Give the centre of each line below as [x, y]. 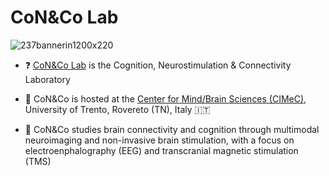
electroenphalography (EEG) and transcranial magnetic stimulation [161, 150]
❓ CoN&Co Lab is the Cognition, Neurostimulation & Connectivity [158, 65]
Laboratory [47, 79]
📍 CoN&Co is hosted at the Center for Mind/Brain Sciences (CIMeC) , [165, 98]
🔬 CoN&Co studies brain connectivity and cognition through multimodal [172, 129]
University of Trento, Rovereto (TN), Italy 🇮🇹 [117, 109]
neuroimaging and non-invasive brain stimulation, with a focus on [159, 140]
